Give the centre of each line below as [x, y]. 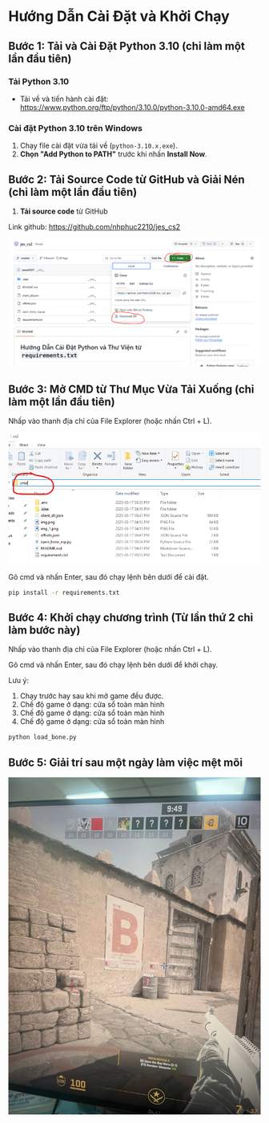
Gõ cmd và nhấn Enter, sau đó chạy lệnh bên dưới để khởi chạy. [113, 665]
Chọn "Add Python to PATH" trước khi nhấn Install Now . [113, 154]
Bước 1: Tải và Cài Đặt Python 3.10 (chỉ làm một [127, 46]
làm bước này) [44, 631]
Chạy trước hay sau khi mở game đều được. [92, 696]
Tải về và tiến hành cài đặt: [64, 99]
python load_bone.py [43, 738]
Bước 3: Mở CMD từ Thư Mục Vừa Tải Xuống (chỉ [131, 389]
